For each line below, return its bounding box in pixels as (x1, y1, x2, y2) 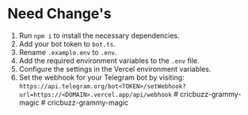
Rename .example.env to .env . (18, 47, 117, 57)
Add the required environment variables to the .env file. (18, 56, 200, 65)
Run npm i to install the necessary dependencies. (18, 31, 180, 40)
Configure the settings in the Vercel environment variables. (18, 64, 212, 73)
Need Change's (7, 5, 112, 23)
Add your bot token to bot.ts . (18, 39, 116, 48)
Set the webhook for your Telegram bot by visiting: (18, 72, 185, 82)
